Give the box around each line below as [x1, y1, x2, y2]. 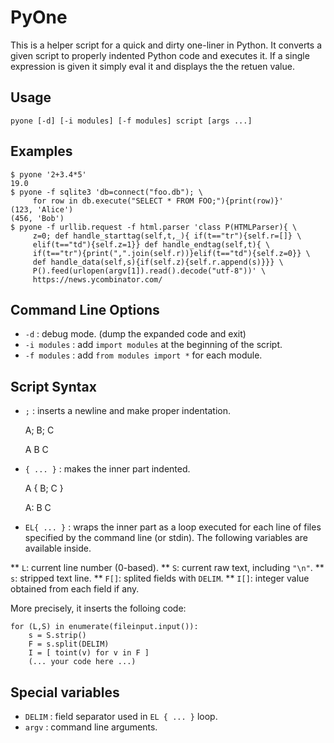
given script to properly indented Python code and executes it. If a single [10, 49, 310, 61]
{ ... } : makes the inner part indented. [24, 463, 191, 475]
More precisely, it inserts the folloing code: [10, 602, 187, 615]
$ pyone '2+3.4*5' [10, 169, 87, 180]
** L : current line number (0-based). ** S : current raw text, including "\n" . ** [10, 562, 325, 574]
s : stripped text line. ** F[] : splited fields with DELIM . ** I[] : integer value [10, 572, 310, 585]
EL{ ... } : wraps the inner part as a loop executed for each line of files [24, 521, 322, 533]
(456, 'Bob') [10, 213, 65, 223]
